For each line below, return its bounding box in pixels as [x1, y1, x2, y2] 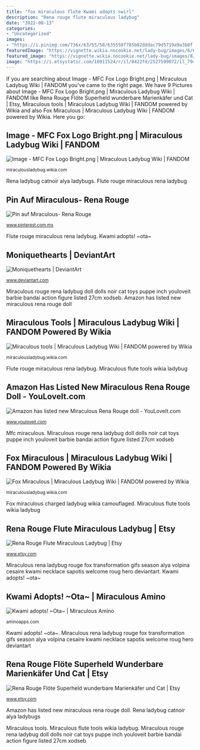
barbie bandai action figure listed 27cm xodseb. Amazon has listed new [6, 294, 182, 301]
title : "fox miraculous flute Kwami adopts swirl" [6, 8, 135, 15]
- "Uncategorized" [6, 31, 52, 37]
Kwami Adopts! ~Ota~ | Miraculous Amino [6, 591, 165, 601]
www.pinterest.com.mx [6, 222, 54, 229]
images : [6, 36, 26, 42]
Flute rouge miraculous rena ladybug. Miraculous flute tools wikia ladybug [6, 365, 187, 372]
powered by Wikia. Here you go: [6, 113, 85, 120]
